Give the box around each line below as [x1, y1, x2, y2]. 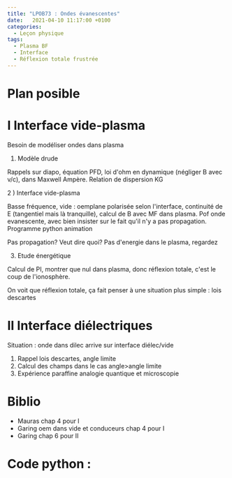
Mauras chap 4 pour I [17, 417, 80, 425]
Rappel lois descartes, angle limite [17, 354, 117, 363]
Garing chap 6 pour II [17, 431, 79, 440]
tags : [7, 36, 23, 43]
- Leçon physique [13, 29, 64, 37]
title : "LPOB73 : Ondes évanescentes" [7, 10, 120, 17]
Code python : [7, 456, 92, 472]
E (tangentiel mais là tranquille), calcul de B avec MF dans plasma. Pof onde [7, 209, 226, 218]
